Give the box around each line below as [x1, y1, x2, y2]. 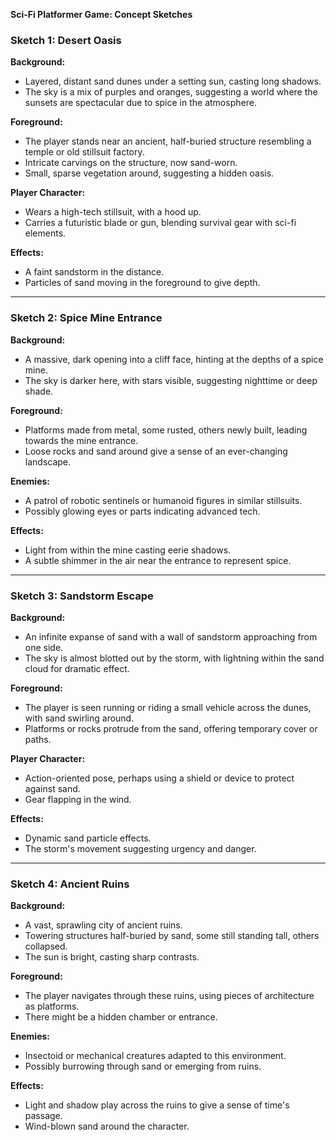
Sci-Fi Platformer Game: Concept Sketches [10, 9, 193, 20]
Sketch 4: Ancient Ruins [10, 877, 130, 891]
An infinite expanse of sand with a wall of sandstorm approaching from [24, 630, 318, 643]
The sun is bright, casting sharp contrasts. [24, 951, 200, 963]
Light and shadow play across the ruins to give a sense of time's [24, 1099, 290, 1111]
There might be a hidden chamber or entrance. [24, 1011, 218, 1023]
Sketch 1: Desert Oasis [10, 33, 122, 47]
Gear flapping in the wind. [24, 793, 132, 805]
